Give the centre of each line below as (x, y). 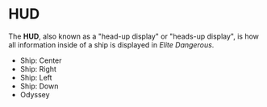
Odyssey (35, 94)
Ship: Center (41, 60)
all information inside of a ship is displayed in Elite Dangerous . (111, 44)
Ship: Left (36, 77)
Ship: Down (39, 86)
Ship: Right (38, 68)
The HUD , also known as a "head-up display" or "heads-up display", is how (134, 36)
